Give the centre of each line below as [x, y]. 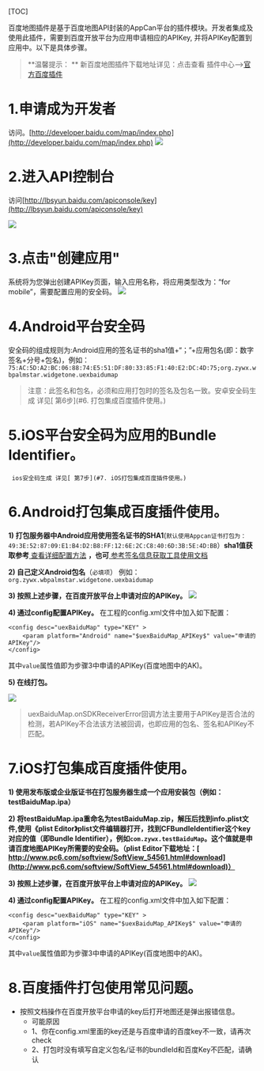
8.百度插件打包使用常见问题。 [105, 988]
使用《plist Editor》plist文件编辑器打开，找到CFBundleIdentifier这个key [134, 828]
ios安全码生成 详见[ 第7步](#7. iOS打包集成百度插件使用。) [99, 478]
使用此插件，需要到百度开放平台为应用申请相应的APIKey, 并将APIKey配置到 [130, 38]
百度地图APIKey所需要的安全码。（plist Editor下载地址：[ [107, 848]
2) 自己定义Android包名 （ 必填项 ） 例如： [74, 572]
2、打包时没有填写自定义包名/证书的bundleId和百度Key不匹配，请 [138, 1049]
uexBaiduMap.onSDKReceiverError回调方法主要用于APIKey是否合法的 [141, 713]
